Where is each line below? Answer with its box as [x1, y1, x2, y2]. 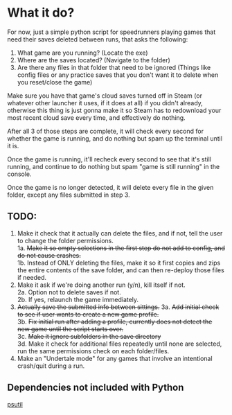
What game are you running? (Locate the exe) [17, 48, 148, 57]
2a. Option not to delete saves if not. [17, 288, 121, 296]
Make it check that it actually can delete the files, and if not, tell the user [17, 229, 223, 237]
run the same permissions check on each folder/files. [17, 346, 170, 355]
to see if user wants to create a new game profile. [17, 310, 159, 318]
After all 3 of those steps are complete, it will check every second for [7, 127, 204, 135]
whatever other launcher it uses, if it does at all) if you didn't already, [7, 98, 203, 107]
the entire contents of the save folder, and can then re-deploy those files [17, 265, 225, 274]
